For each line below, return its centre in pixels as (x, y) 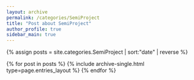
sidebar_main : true (31, 35)
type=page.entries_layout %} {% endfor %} (61, 70)
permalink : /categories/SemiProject (53, 18)
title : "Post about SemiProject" (49, 23)
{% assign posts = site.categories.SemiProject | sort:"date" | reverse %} (97, 52)
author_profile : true (34, 29)
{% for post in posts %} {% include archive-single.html (76, 64)
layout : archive (27, 12)
